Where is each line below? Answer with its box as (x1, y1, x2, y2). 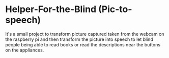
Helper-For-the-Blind (5, 4, 97, 15)
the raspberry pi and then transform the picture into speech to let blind (5, 36, 154, 42)
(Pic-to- (98, 4, 132, 15)
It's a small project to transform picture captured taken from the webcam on (5, 31, 164, 37)
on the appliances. (5, 47, 44, 53)
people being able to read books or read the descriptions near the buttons (5, 41, 161, 47)
